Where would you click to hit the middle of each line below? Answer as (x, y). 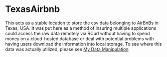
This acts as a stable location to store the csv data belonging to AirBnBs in (82, 23)
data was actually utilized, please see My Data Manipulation (67, 49)
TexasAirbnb (33, 9)
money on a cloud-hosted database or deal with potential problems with (80, 39)
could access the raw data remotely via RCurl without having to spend (78, 33)
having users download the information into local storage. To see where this (83, 44)
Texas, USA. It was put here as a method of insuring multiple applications (81, 28)
